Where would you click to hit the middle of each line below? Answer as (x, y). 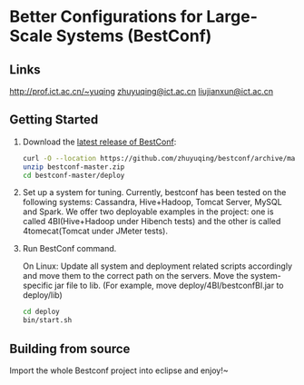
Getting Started (54, 120)
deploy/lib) (43, 295)
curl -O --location (59, 158)
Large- (232, 17)
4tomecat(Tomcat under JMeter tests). (95, 231)
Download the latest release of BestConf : (99, 142)
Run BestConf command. (69, 249)
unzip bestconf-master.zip (74, 167)
